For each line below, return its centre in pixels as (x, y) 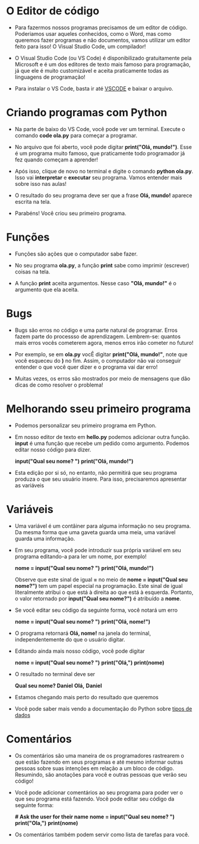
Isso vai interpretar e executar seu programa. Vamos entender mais (98, 177)
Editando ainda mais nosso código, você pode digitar (80, 651)
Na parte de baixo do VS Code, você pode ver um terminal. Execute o (100, 129)
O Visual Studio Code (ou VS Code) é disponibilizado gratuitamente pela (103, 58)
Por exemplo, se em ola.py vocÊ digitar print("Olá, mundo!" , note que (101, 354)
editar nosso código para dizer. (53, 449)
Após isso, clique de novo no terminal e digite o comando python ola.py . (104, 171)
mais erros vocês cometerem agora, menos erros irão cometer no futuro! (104, 342)
